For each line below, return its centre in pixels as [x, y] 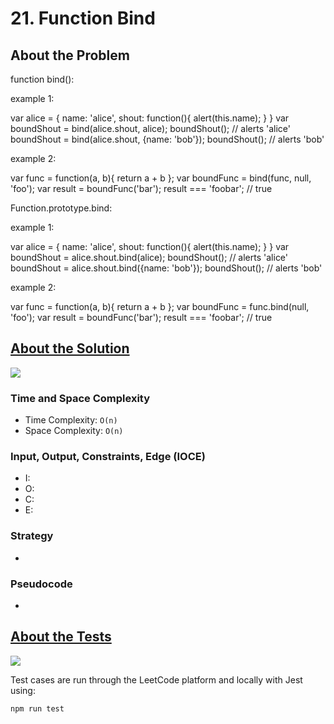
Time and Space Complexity [80, 398]
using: [23, 690]
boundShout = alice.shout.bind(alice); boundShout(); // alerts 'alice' [149, 257]
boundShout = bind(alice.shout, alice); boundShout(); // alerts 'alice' [150, 128]
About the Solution [70, 348]
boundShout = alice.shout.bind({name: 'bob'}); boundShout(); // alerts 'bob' [166, 268]
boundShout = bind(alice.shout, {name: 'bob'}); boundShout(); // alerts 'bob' [167, 139]
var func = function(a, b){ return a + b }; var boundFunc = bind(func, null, [161, 178]
